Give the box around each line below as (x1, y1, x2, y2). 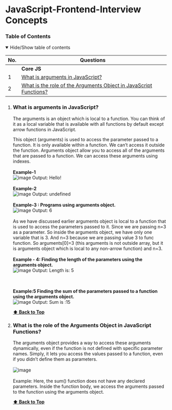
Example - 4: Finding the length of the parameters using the (12, 256, 143, 262)
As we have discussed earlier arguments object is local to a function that (12, 218, 166, 224)
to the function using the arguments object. (12, 389, 104, 395)
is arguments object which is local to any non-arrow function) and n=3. (12, 245, 163, 251)
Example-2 (12, 185, 37, 191)
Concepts (5, 14, 48, 26)
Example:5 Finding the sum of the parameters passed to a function (12, 288, 158, 294)
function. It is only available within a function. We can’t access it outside (12, 142, 165, 148)
